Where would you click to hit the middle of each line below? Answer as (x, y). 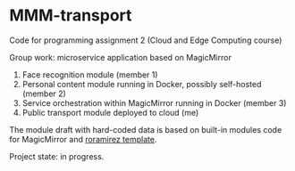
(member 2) (44, 94)
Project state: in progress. (57, 156)
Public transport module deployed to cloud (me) (110, 112)
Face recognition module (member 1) (90, 74)
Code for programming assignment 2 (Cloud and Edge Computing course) (146, 40)
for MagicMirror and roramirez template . (83, 139)
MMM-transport (71, 16)
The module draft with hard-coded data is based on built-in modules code (146, 129)
